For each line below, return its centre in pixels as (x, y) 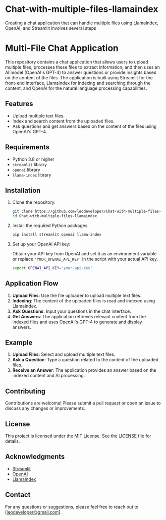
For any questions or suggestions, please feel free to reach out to (72, 507)
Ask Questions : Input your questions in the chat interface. (72, 311)
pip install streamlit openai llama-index (57, 235)
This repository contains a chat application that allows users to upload (77, 62)
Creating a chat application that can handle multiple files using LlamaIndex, (82, 23)
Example (19, 343)
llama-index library (32, 175)
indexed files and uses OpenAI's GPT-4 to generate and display (77, 322)
